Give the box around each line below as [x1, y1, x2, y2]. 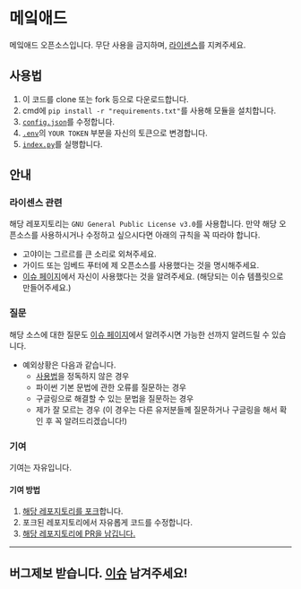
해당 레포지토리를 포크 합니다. [21, 506, 124, 516]
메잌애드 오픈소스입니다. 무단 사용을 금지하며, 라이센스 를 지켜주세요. [9, 39, 246, 50]
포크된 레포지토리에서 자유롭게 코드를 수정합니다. [21, 517, 193, 528]
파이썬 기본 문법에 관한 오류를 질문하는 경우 [35, 382, 186, 393]
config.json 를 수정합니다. [21, 116, 115, 126]
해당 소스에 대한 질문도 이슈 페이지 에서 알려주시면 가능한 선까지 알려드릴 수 [9, 329, 271, 340]
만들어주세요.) [21, 282, 72, 293]
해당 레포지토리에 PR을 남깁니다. [21, 528, 136, 539]
